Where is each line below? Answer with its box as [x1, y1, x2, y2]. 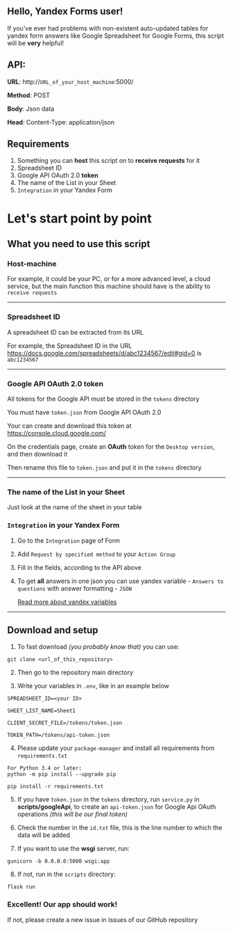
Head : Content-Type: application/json [7, 118, 114, 126]
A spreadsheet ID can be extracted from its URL [7, 328, 144, 336]
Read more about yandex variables [17, 598, 117, 606]
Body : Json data [7, 104, 55, 113]
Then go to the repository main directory [17, 668, 134, 677]
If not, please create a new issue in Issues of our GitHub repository [7, 915, 198, 924]
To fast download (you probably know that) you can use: [17, 643, 180, 651]
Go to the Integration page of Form [17, 536, 120, 545]
